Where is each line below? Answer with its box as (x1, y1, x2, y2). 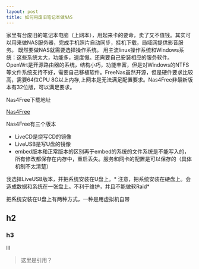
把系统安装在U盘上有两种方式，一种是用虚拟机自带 (6, 195, 130, 202)
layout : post (6, 8, 39, 15)
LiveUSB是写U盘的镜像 (14, 140, 71, 148)
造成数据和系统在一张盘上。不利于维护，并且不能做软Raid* (6, 183, 150, 190)
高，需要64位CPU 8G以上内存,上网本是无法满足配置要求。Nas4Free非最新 (6, 76, 188, 83)
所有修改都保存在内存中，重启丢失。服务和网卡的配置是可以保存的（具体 (14, 155, 192, 162)
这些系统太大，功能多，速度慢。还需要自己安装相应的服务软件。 (16, 54, 173, 61)
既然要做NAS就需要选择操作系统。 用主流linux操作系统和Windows (17, 46, 179, 54)
